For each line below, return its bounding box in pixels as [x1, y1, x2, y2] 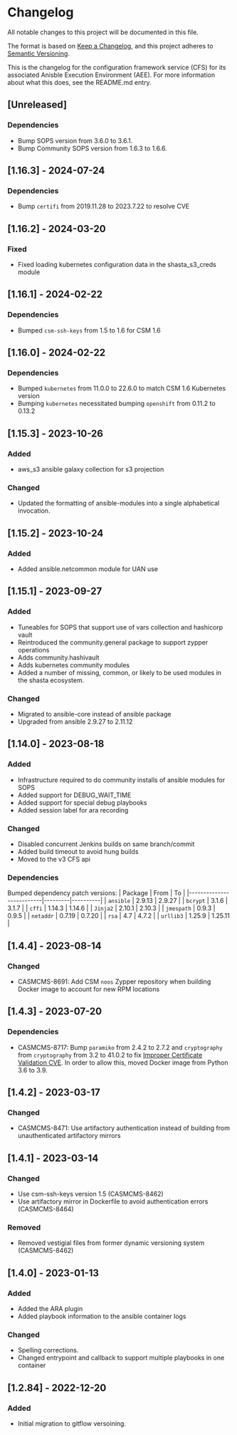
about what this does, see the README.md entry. [7, 78, 152, 86]
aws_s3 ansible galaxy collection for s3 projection [17, 465, 164, 474]
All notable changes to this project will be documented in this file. [7, 28, 199, 36]
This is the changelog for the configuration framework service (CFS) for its [7, 63, 226, 71]
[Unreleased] [7, 99, 68, 111]
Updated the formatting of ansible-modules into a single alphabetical [17, 499, 220, 508]
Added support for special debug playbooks [17, 798, 147, 807]
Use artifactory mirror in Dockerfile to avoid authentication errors [17, 1197, 209, 1206]
